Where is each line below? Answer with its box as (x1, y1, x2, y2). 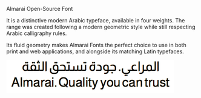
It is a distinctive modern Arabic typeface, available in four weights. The (6, 17, 185, 24)
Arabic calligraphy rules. (6, 30, 67, 37)
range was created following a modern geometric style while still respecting (6, 24, 196, 30)
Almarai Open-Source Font (6, 5, 73, 12)
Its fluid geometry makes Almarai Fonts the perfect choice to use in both (6, 42, 186, 48)
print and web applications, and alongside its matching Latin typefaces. (6, 48, 185, 55)
